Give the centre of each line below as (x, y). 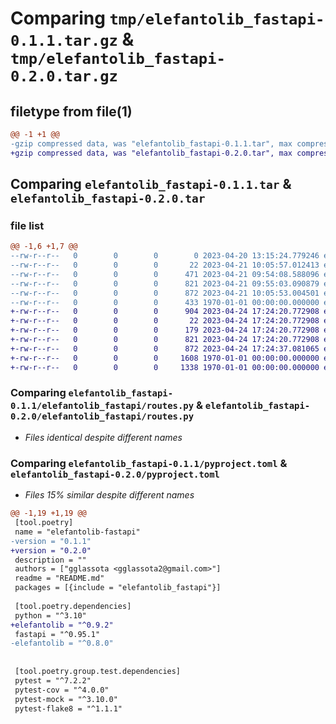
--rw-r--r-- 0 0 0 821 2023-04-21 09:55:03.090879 (165, 283)
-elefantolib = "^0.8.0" (62, 643)
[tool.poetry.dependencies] (73, 606)
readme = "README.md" (59, 578)
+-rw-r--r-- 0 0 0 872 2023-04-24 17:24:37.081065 (165, 348)
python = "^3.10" (50, 615)
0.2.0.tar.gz (64, 76)
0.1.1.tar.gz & (72, 39)
